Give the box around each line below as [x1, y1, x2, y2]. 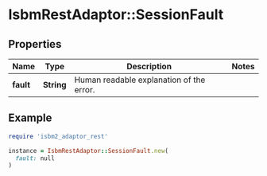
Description [126, 61, 172, 72]
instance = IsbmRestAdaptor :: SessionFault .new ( [8, 147, 169, 154]
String [42, 80, 67, 90]
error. [74, 84, 95, 95]
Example [8, 111, 52, 125]
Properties [8, 37, 62, 51]
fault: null [15, 154, 56, 162]
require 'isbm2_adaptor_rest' [8, 132, 109, 140]
